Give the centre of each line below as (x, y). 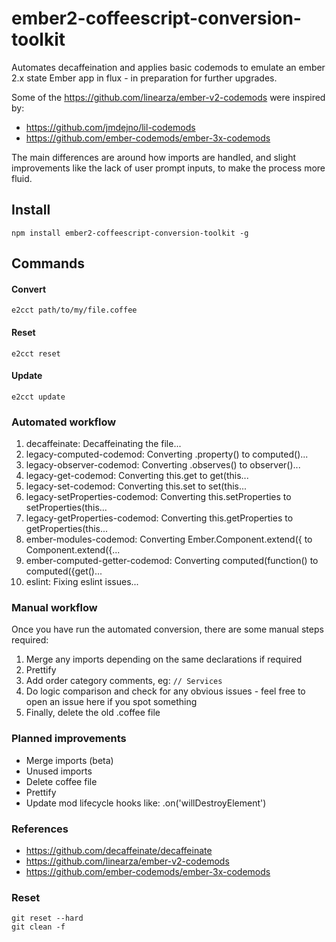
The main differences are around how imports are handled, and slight (154, 157)
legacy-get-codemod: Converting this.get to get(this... (137, 476)
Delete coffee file (61, 781)
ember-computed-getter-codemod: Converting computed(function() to (172, 561)
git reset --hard (47, 918)
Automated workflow (64, 422)
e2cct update (38, 397)
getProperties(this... (67, 529)
